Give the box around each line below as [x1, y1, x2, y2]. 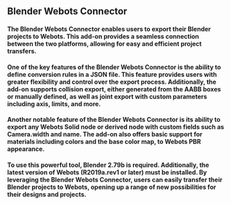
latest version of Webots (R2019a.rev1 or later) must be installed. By [7, 168, 207, 176]
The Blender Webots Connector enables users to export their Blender [7, 24, 212, 33]
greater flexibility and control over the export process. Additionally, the [7, 78, 216, 86]
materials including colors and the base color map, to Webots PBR [7, 138, 201, 146]
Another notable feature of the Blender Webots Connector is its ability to [7, 116, 221, 124]
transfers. [7, 46, 37, 55]
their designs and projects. [7, 190, 87, 198]
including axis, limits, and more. [7, 100, 101, 108]
